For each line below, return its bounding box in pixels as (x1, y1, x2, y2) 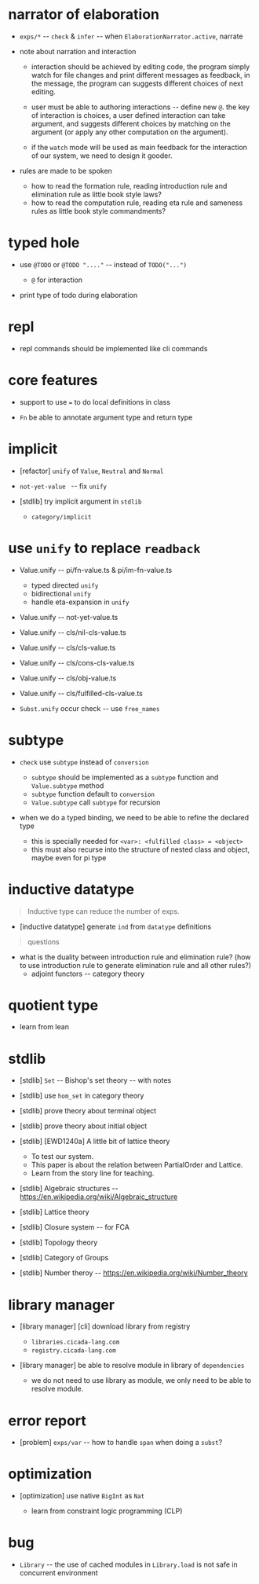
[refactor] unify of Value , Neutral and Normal (19, 466, 164, 475)
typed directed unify (31, 580, 99, 590)
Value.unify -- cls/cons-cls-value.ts (19, 658, 135, 667)
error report (8, 1412, 86, 1429)
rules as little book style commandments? (31, 206, 166, 215)
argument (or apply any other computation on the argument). (31, 127, 229, 137)
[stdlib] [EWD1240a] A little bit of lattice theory (19, 1137, 170, 1146)
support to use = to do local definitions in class (19, 397, 171, 406)
